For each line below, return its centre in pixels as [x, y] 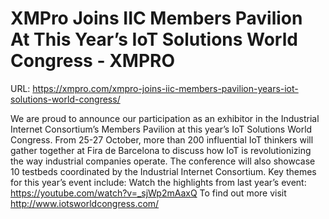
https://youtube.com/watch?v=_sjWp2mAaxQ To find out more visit [148, 193]
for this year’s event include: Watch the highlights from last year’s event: [158, 182]
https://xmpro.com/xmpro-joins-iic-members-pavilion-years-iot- [165, 88]
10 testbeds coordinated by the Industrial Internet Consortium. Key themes [163, 171]
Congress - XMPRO [92, 61]
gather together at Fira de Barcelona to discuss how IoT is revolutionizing [161, 150]
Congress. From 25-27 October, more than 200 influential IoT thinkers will [162, 139]
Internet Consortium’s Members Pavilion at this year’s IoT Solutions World [161, 129]
